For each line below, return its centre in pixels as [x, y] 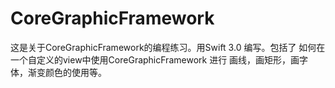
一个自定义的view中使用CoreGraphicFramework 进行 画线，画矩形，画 [155, 59]
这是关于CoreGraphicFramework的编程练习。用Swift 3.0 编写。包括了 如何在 [168, 47]
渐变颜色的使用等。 [67, 72]
